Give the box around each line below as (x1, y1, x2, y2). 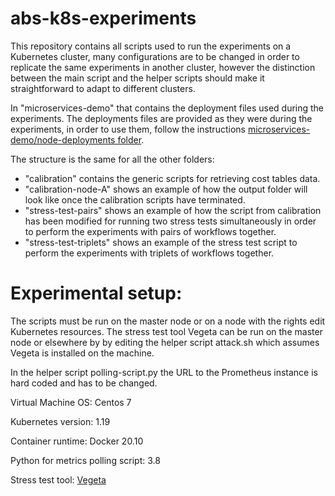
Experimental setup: (10, 282, 183, 305)
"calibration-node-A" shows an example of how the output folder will (24, 183, 308, 195)
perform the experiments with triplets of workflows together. (24, 247, 275, 259)
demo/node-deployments (10, 133, 116, 146)
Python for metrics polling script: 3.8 (10, 454, 161, 466)
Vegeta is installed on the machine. (10, 347, 155, 359)
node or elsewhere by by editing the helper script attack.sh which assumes (10, 336, 320, 348)
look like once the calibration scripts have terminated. (24, 193, 246, 206)
